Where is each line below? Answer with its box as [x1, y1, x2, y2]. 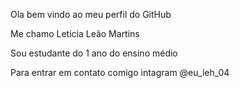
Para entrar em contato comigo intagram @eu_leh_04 [10, 67, 230, 78]
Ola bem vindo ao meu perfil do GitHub [10, 9, 172, 20]
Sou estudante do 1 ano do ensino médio [10, 47, 178, 59]
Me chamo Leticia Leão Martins [10, 28, 140, 39]
